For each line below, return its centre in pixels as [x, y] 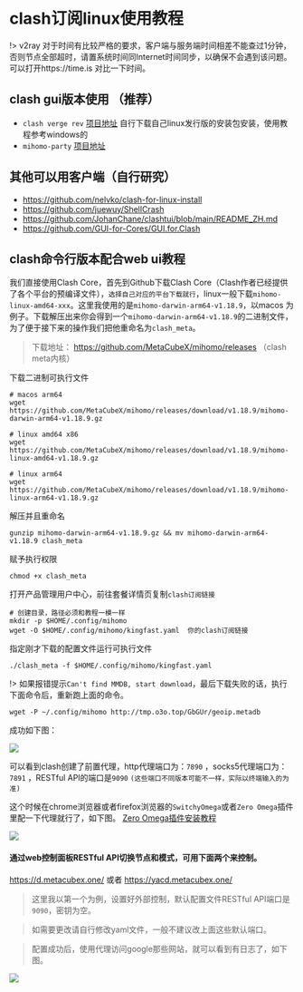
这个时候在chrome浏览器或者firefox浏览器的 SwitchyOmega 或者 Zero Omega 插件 [151, 807]
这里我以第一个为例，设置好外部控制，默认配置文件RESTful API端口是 [161, 899]
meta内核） [53, 358]
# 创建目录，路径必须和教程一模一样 [67, 613]
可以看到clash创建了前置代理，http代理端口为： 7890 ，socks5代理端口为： [148, 766]
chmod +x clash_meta [48, 577]
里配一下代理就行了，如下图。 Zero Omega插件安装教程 [113, 818]
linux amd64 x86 [48, 435]
